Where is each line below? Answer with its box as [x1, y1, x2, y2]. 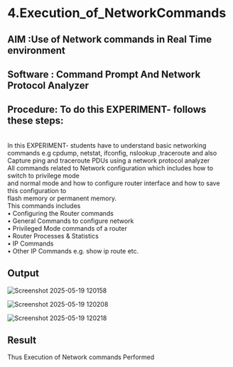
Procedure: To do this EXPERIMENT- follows [7, 104, 207, 116]
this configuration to [7, 186, 67, 195]
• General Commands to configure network [7, 217, 134, 225]
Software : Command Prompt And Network [7, 68, 201, 80]
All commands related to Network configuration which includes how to [7, 163, 214, 172]
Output [7, 268, 39, 280]
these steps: [7, 115, 64, 127]
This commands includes [7, 201, 81, 210]
